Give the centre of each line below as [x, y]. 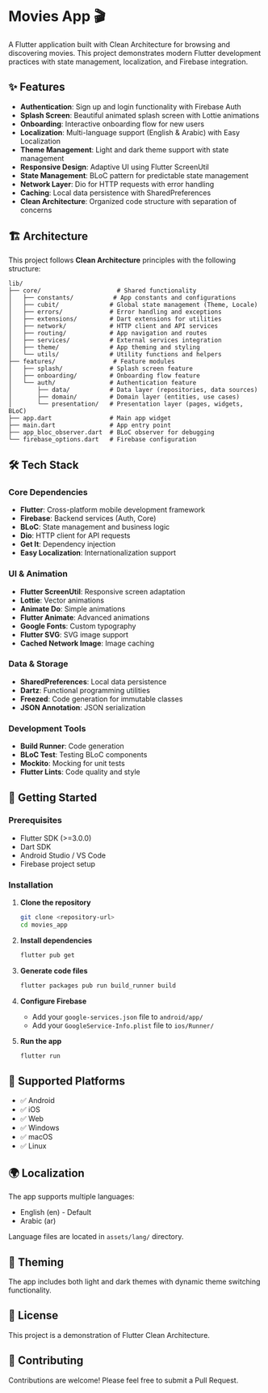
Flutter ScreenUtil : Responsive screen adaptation [103, 591]
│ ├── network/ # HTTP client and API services [113, 326]
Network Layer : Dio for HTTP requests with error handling [117, 184]
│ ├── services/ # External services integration [115, 340]
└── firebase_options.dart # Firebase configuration [103, 439]
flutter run [40, 1056]
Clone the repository [55, 903]
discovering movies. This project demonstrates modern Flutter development [135, 53]
